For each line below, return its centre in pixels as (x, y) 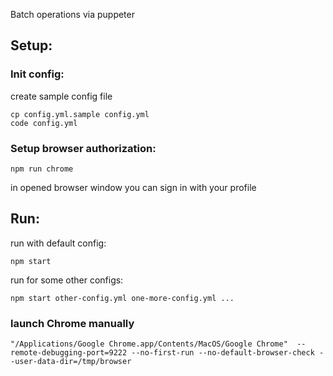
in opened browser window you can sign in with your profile (133, 187)
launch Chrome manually (72, 323)
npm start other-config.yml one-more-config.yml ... (122, 298)
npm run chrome (42, 169)
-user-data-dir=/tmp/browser (71, 362)
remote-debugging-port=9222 (69, 353)
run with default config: (58, 243)
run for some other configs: (67, 280)
